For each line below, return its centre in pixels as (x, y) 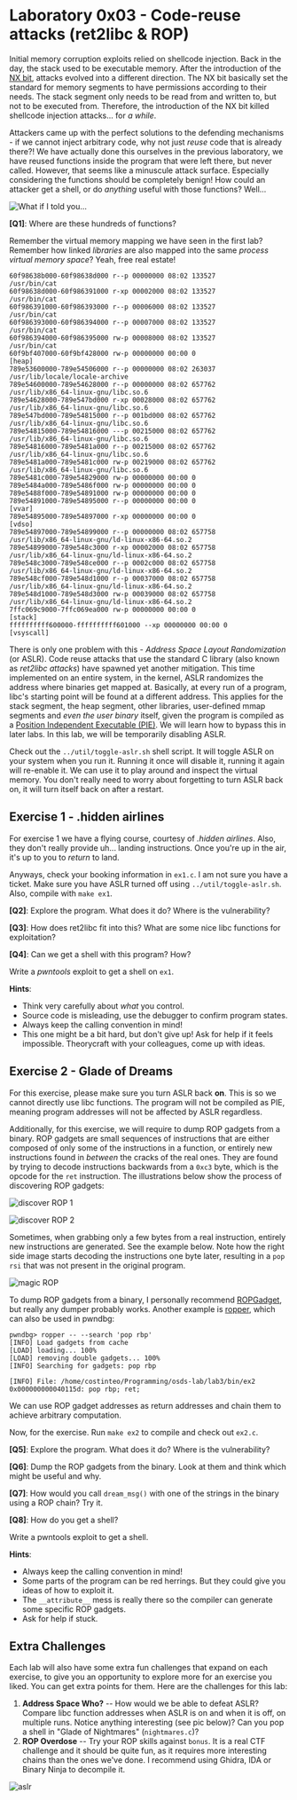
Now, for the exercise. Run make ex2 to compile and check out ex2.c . (134, 1432)
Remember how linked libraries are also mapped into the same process (139, 250)
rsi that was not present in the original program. (98, 1265)
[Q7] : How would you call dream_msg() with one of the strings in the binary (144, 1493)
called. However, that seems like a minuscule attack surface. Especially (139, 170)
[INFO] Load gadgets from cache (69, 1342)
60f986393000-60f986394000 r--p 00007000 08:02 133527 (113, 322)
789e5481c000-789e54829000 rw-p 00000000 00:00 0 (103, 477)
